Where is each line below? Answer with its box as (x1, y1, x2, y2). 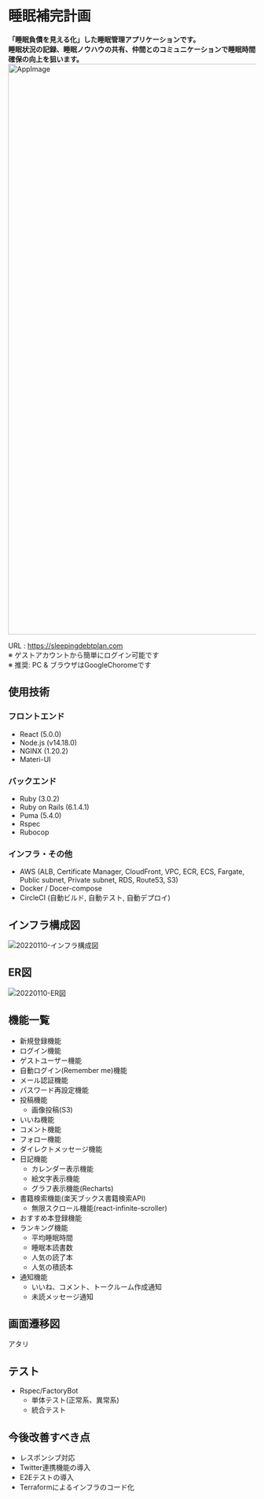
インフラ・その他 (8, 848, 73, 859)
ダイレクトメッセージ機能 (19, 1144, 103, 1153)
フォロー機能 (19, 1134, 61, 1144)
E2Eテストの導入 (19, 1473, 75, 1482)
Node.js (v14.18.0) (19, 738, 77, 747)
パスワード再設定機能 (19, 1085, 89, 1094)
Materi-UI (19, 754, 51, 764)
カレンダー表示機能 (31, 1164, 94, 1173)
